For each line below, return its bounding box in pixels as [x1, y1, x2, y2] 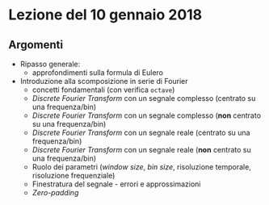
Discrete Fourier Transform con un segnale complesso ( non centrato [32, 111, 261, 120]
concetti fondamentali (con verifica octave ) [32, 85, 175, 94]
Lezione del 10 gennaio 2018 [8, 6, 203, 24]
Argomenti [8, 38, 63, 52]
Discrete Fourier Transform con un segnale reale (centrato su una [32, 128, 250, 137]
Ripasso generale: [19, 59, 81, 69]
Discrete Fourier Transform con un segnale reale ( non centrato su [32, 145, 252, 154]
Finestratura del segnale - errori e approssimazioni [32, 179, 201, 189]
